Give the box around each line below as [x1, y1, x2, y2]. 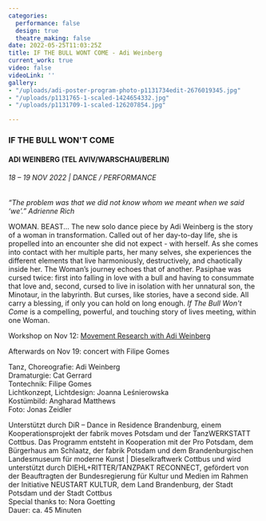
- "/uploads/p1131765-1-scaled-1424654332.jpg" [8, 94, 170, 102]
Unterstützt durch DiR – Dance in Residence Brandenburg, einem [8, 420, 222, 430]
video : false [8, 64, 52, 72]
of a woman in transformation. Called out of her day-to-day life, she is [8, 230, 238, 240]
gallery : [8, 79, 38, 87]
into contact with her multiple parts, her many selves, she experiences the [8, 247, 252, 256]
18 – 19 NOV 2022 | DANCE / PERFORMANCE [8, 173, 157, 183]
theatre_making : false [15, 34, 91, 42]
